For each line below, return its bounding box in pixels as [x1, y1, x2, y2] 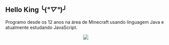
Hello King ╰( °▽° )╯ [5, 6, 67, 14]
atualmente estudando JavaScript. [5, 24, 78, 30]
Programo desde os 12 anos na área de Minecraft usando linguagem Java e [5, 19, 164, 25]
